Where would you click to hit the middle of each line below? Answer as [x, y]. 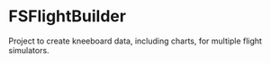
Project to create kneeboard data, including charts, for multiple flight [135, 41]
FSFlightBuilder [68, 16]
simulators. [29, 50]
